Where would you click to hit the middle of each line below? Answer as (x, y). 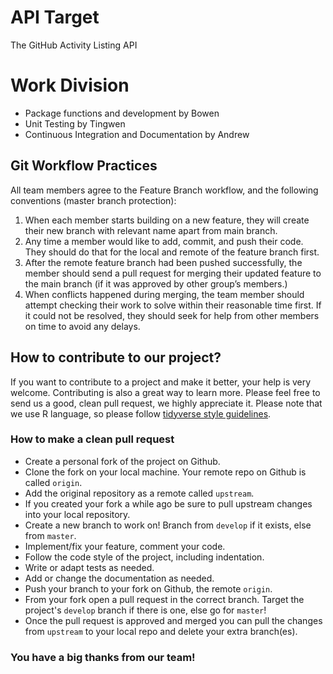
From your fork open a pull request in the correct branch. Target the (164, 599)
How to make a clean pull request (92, 439)
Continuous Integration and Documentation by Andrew (137, 134)
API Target (55, 17)
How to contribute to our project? (116, 357)
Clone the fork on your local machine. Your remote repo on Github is (165, 472)
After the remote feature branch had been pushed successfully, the (163, 262)
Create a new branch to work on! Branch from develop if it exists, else (168, 525)
